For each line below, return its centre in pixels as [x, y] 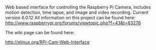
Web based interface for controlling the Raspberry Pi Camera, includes [78, 7]
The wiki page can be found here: [40, 32]
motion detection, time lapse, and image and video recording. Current [77, 12]
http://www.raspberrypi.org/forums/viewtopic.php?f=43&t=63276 [73, 23]
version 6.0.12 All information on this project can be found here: [70, 18]
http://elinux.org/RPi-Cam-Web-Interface [47, 42]
